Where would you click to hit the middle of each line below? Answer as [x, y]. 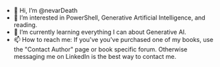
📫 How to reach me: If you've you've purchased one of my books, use [113, 40]
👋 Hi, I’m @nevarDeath [45, 10]
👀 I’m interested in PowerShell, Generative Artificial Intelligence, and [109, 18]
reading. [25, 25]
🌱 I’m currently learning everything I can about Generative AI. [100, 32]
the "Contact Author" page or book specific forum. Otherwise [100, 49]
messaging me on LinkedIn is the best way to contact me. [95, 57]
